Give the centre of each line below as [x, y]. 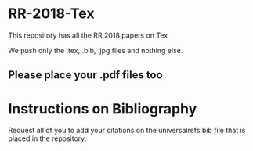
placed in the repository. [47, 138]
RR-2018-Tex [51, 14]
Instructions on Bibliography [103, 108]
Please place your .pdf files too [85, 75]
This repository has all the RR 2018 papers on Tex [88, 35]
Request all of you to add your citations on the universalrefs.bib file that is [127, 131]
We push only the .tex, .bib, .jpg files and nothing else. [96, 50]
